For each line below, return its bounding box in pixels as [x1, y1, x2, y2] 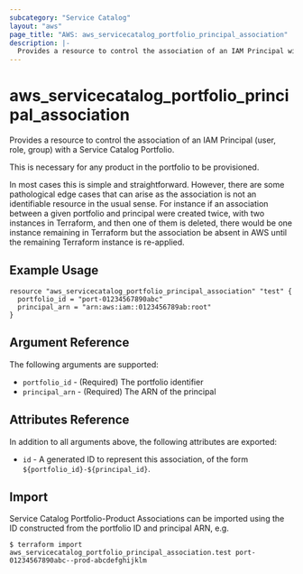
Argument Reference [9, 335, 130, 350]
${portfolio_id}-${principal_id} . [22, 463, 151, 474]
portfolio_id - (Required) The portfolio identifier [22, 376, 204, 387]
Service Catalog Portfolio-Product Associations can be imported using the [9, 514, 285, 524]
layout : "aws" [9, 22, 63, 31]
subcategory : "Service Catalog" [9, 13, 131, 23]
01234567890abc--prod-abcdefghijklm [9, 556, 147, 565]
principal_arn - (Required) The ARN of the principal [22, 385, 216, 397]
